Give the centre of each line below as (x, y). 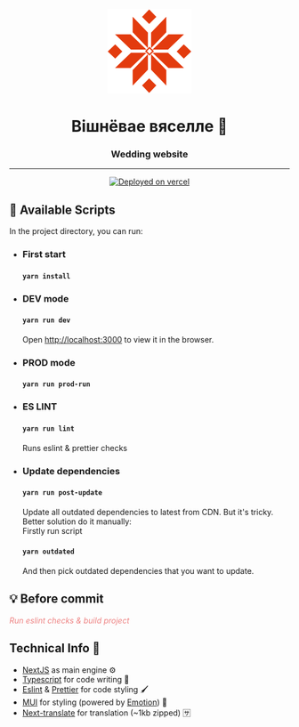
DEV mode (45, 298)
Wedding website (149, 154)
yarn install (46, 276)
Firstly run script (52, 530)
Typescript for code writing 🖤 (76, 679)
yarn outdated (48, 552)
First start (44, 254)
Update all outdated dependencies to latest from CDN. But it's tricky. (148, 512)
